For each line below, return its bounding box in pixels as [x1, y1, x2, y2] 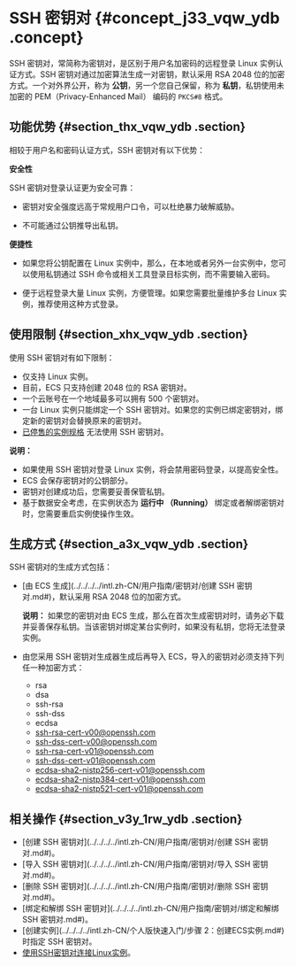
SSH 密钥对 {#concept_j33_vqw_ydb [9, 8, 280, 28]
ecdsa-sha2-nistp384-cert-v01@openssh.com [34, 774, 206, 784]
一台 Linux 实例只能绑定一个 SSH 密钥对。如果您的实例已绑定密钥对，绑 [21, 404, 284, 414]
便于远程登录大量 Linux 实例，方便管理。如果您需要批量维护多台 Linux [21, 287, 277, 298]
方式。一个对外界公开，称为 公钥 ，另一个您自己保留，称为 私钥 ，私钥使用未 [9, 80, 285, 90]
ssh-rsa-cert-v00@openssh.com [34, 727, 156, 738]
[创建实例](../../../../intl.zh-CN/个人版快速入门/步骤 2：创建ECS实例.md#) [21, 925, 285, 936]
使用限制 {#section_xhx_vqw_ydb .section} [9, 327, 249, 342]
